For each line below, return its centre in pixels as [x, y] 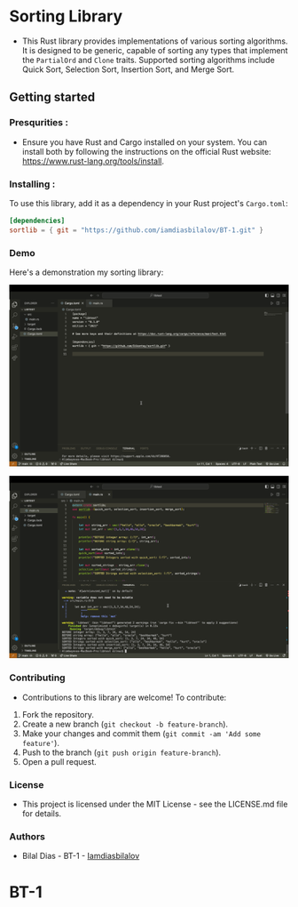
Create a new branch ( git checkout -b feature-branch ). [125, 724]
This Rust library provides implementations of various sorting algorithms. [155, 41]
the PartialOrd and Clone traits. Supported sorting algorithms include [148, 60]
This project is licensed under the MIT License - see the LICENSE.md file [155, 804]
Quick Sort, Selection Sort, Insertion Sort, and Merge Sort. [128, 69]
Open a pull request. [59, 761]
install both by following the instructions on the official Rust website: [147, 151]
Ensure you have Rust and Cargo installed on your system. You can [145, 142]
